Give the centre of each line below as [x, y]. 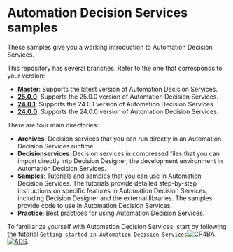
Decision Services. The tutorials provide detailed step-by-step [107, 183]
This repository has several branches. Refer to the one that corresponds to [115, 68]
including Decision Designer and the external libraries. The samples [115, 198]
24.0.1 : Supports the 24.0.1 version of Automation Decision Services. [116, 104]
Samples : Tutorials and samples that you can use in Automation [109, 176]
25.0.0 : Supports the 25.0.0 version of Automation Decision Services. [118, 97]
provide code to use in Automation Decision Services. [95, 205]
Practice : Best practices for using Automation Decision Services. [111, 213]
